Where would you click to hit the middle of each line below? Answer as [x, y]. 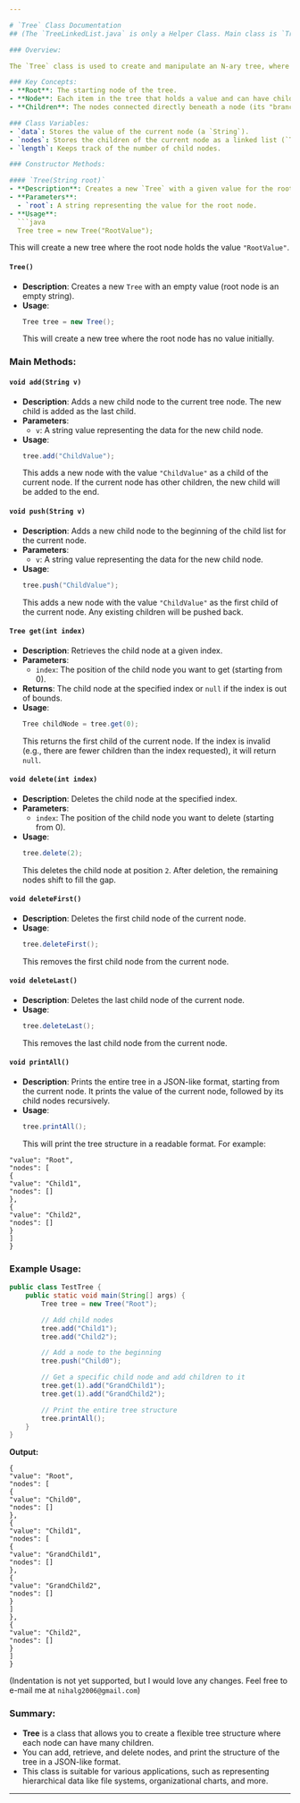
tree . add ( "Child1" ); [79, 1328]
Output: [24, 1452]
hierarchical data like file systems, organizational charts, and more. [145, 1781]
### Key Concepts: [43, 82]
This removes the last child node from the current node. [125, 1042]
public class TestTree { [55, 1288]
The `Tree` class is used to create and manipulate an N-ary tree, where [150, 66]
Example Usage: [46, 1269]
